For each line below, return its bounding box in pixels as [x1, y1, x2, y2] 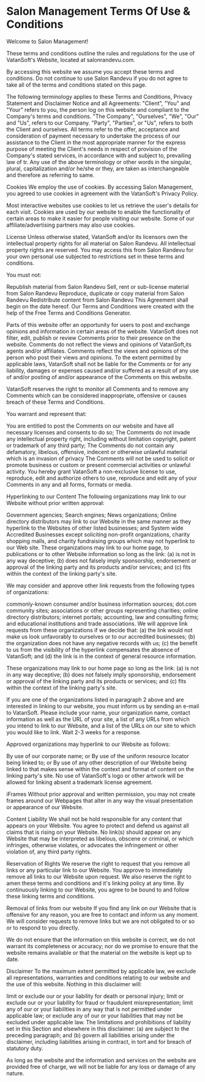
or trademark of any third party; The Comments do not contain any [6, 441, 174, 449]
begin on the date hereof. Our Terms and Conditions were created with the [6, 302, 195, 310]
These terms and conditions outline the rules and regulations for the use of [6, 49, 195, 57]
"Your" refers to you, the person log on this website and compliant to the [6, 106, 189, 113]
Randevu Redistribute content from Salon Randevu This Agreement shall [6, 296, 188, 304]
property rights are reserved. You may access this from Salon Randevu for [6, 246, 194, 253]
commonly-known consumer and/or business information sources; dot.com [6, 600, 197, 608]
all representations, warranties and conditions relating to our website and [6, 974, 191, 981]
